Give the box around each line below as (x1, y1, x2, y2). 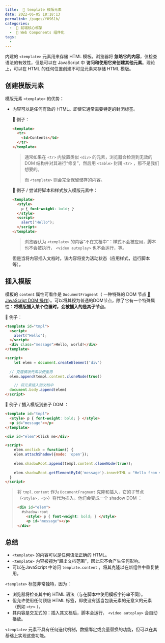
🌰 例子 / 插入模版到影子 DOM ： (5, 402, 69, 407)
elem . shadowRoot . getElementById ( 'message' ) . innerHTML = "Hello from (14, 470, 157, 475)
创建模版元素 (5, 82, 44, 90)
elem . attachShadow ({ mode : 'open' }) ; (14, 452, 89, 457)
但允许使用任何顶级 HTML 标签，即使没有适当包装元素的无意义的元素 (12, 598, 152, 604)
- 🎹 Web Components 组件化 (9, 30, 65, 35)
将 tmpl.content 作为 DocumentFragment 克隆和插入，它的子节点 (17, 489, 144, 495)
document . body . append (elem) (9, 387, 67, 392)
